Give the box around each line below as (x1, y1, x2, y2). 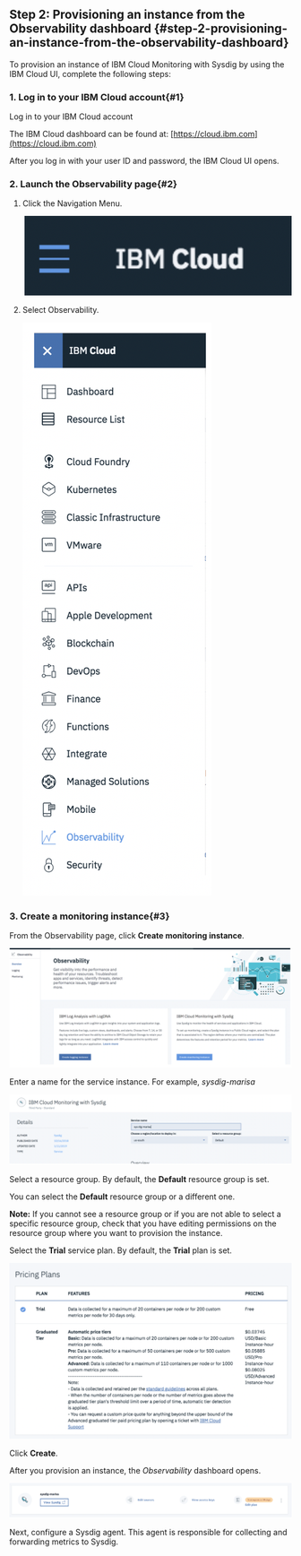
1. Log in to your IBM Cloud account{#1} (9, 91, 185, 103)
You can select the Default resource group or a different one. (9, 1191, 236, 1202)
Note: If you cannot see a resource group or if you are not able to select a (9, 1208, 282, 1219)
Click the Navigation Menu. (21, 198, 123, 209)
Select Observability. (21, 304, 99, 315)
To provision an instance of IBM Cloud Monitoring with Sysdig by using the (9, 58, 285, 70)
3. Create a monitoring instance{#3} (9, 910, 170, 922)
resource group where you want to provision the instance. (9, 1227, 223, 1238)
